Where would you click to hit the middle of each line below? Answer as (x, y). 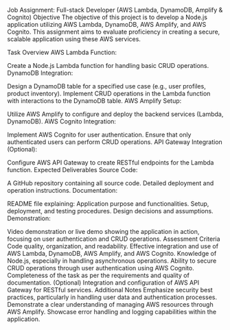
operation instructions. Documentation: (62, 190)
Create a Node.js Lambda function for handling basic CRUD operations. (108, 66)
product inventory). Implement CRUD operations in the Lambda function (109, 93)
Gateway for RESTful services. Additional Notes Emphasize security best (110, 290)
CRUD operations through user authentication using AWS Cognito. (101, 268)
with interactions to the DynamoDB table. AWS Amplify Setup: (94, 101)
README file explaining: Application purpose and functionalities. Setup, (108, 204)
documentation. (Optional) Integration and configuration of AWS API (103, 283)
